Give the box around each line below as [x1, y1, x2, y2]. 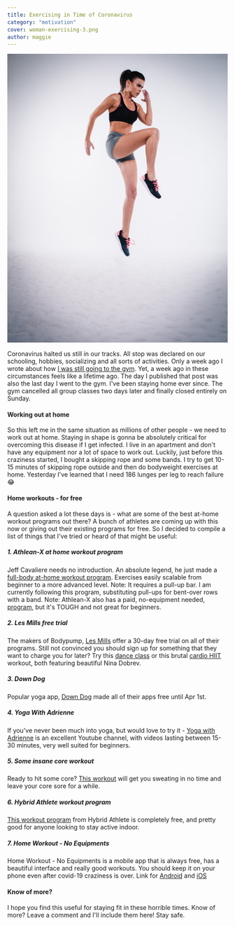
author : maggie [7, 34, 52, 41]
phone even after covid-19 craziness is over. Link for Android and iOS [7, 871, 208, 880]
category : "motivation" [7, 18, 77, 26]
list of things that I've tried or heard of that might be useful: [7, 532, 178, 540]
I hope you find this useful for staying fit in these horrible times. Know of [7, 903, 215, 911]
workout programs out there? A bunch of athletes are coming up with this [7, 517, 219, 525]
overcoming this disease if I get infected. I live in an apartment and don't [7, 441, 215, 449]
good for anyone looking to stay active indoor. [7, 823, 140, 832]
